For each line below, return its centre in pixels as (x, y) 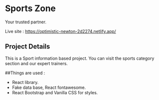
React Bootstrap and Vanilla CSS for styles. (55, 92)
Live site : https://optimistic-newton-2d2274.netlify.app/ (61, 31)
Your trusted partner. (26, 22)
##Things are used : (25, 73)
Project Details (28, 47)
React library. (25, 82)
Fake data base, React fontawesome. (49, 87)
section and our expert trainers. (36, 63)
